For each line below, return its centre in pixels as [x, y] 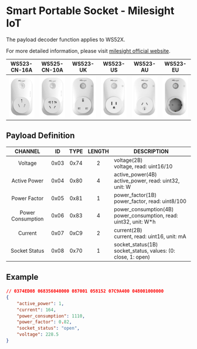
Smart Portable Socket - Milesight [90, 11]
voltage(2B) [128, 160]
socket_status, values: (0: [145, 250]
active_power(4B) [135, 174]
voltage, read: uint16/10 [143, 166]
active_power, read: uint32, [147, 181]
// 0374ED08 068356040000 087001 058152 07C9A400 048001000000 [85, 292]
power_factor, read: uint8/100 [150, 201]
